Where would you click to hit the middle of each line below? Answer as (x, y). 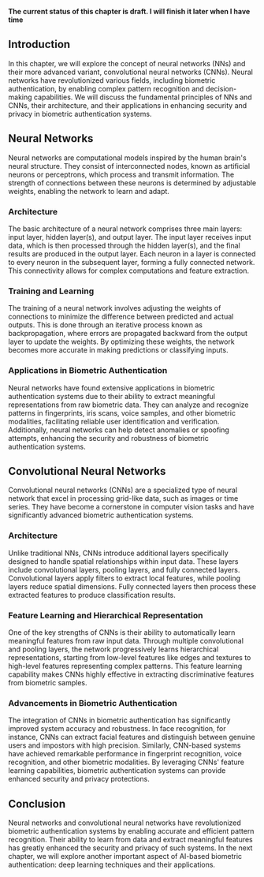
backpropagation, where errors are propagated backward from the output (128, 334)
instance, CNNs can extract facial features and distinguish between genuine (132, 737)
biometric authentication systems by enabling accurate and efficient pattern (131, 831)
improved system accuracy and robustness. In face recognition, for (117, 729)
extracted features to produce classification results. (92, 595)
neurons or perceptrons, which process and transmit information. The (121, 174)
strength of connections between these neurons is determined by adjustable (132, 183)
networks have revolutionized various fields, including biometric (112, 80)
